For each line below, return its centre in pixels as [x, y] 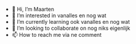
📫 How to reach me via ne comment [57, 35]
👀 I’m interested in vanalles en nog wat [59, 15]
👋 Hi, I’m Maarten [33, 9]
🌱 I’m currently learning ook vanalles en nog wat [71, 22]
